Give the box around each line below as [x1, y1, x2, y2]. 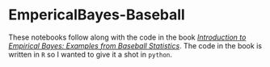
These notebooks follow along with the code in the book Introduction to [8, 32, 247, 42]
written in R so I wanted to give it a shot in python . [8, 49, 172, 59]
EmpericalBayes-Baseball [8, 6, 186, 24]
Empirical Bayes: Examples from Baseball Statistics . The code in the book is [8, 40, 263, 50]
